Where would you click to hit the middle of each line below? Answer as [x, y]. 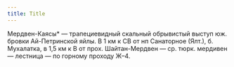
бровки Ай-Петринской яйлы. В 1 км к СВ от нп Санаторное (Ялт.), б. [110, 41]
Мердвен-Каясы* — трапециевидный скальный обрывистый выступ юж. [117, 33]
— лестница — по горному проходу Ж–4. [69, 56]
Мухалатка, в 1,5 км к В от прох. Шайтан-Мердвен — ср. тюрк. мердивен [117, 48]
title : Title [26, 14]
